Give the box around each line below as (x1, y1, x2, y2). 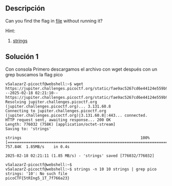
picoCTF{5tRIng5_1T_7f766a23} (5, 175, 70, 181)
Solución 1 (5, 52, 39, 61)
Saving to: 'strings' (5, 126, 52, 131)
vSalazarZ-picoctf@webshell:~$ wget (5, 81, 83, 87)
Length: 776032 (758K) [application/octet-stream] (5, 121, 116, 127)
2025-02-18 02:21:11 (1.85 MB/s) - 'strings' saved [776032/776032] (5, 153, 155, 158)
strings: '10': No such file (5, 171, 68, 176)
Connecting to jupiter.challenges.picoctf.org (5, 108, 106, 113)
